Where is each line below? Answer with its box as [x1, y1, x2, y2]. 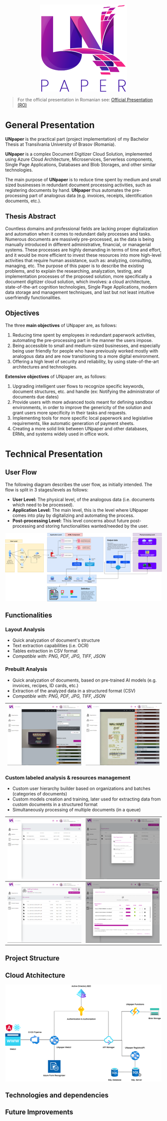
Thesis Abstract [5, 212, 56, 221]
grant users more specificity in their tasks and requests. [12, 409, 127, 415]
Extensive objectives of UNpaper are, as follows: [5, 374, 107, 379]
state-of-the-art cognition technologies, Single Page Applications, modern [5, 284, 158, 290]
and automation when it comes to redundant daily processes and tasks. [5, 231, 152, 237]
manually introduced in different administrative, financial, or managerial [5, 241, 151, 247]
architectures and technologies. [12, 364, 78, 370]
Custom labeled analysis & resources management [5, 774, 131, 781]
